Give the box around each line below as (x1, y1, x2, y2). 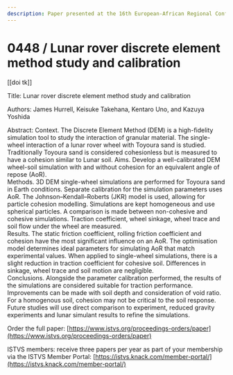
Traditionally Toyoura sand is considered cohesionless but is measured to (7, 147, 217, 157)
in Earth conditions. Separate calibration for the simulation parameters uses (7, 185, 223, 193)
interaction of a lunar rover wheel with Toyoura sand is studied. (26, 141, 206, 149)
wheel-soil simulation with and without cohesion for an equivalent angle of (7, 163, 220, 171)
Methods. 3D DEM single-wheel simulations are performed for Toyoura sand (7, 177, 225, 186)
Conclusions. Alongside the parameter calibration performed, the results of (7, 273, 222, 282)
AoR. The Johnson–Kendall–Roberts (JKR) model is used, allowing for (7, 192, 206, 200)
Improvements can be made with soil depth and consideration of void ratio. (7, 288, 222, 296)
